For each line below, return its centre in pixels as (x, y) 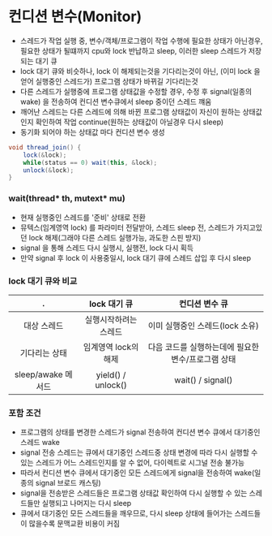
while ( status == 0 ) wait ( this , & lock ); (90, 162)
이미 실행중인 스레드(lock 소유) (204, 326)
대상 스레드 (44, 326)
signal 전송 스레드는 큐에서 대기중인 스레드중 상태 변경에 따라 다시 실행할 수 (139, 452)
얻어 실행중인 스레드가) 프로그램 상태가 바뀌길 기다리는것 (109, 81)
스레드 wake (40, 443)
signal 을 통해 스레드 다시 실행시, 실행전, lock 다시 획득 (107, 248)
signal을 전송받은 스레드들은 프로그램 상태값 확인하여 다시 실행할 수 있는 (134, 493)
